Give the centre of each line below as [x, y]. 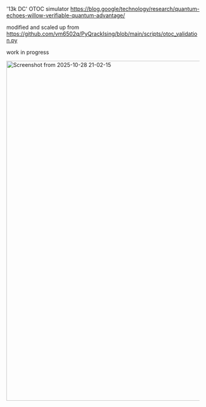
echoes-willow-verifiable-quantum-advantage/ [66, 15]
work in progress [28, 52]
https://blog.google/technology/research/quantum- [135, 9]
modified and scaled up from [43, 27]
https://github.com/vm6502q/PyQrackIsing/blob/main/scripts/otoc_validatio [102, 34]
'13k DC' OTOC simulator [38, 9]
